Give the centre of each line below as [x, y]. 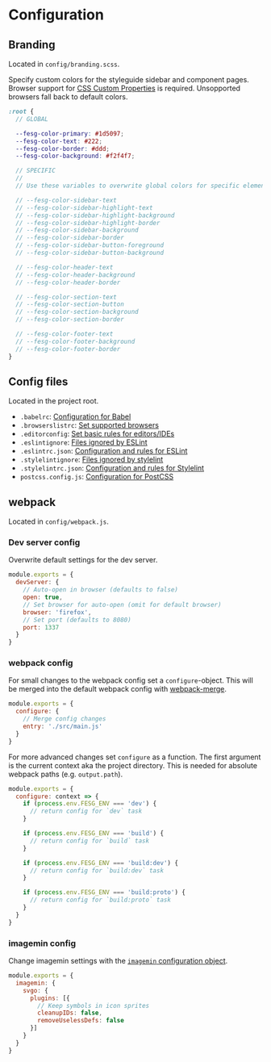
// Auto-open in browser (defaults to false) [101, 590]
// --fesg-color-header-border [68, 282]
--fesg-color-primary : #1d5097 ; [70, 134]
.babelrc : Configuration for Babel [75, 416]
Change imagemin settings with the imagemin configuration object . [118, 961]
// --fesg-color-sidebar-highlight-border [88, 223]
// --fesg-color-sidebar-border [70, 238]
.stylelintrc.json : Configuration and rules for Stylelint [112, 468]
